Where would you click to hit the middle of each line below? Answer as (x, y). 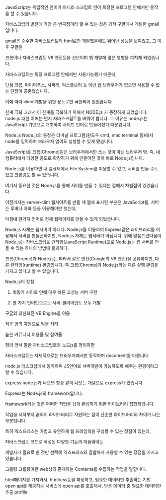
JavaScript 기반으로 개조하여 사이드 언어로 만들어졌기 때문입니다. (69, 125)
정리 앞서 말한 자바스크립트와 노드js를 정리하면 (50, 345)
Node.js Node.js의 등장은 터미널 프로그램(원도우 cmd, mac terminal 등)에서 (79, 135)
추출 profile (16, 492)
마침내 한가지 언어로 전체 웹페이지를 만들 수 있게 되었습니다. (63, 219)
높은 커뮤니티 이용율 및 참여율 (34, 334)
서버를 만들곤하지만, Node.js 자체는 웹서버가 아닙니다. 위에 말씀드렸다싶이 (90, 236)
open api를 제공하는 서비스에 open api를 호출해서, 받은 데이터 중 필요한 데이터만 (83, 486)
